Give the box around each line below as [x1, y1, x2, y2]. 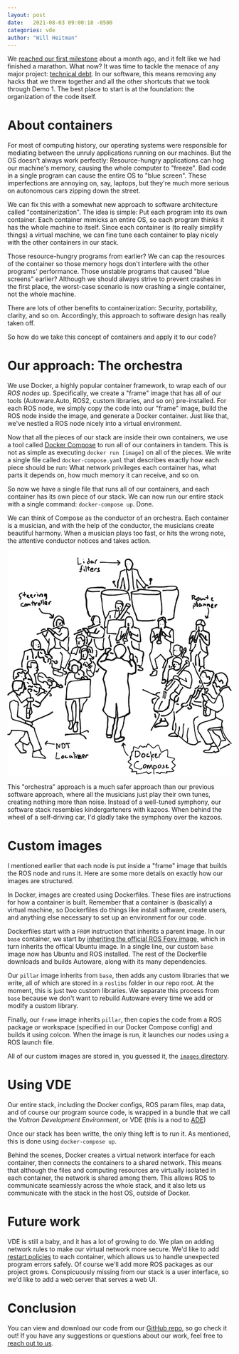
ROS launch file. [7, 1038, 55, 1047]
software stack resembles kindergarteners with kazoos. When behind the [7, 805, 222, 814]
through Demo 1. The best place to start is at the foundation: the [7, 85, 195, 93]
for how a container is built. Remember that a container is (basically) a [7, 898, 213, 907]
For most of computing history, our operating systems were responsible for [7, 141, 228, 150]
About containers [7, 118, 113, 133]
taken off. [7, 319, 36, 327]
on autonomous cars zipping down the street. [7, 186, 141, 195]
